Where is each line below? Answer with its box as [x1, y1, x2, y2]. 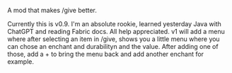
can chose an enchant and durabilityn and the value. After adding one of [7, 43, 219, 50]
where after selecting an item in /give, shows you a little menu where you [7, 35, 221, 43]
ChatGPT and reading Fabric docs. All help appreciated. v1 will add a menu [7, 28, 225, 35]
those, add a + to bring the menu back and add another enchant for [7, 50, 204, 58]
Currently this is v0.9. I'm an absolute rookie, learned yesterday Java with [7, 20, 221, 28]
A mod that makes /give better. [7, 6, 98, 14]
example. [7, 57, 34, 66]
